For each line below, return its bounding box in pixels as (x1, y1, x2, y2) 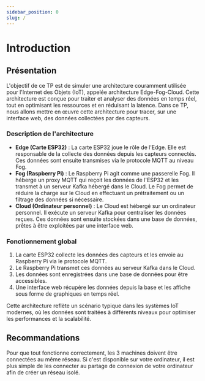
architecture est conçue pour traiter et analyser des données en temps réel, (6, 94, 197, 102)
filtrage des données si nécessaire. (15, 196, 104, 203)
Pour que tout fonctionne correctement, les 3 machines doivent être (6, 349, 177, 356)
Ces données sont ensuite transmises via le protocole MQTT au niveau (15, 156, 194, 164)
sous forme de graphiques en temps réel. (15, 290, 120, 298)
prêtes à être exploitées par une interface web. (15, 221, 133, 229)
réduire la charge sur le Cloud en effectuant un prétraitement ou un (15, 189, 185, 196)
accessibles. (15, 277, 47, 285)
